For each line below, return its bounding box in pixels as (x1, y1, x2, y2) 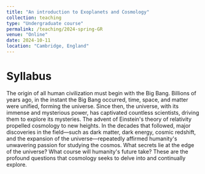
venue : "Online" (6, 32, 48, 38)
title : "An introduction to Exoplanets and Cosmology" (6, 9, 150, 15)
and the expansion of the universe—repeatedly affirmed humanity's (6, 135, 177, 142)
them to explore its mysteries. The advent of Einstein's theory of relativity (6, 115, 192, 123)
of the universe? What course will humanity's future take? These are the (6, 148, 188, 155)
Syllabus (6, 70, 52, 83)
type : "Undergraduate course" (6, 20, 84, 26)
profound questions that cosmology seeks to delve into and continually (6, 154, 186, 162)
